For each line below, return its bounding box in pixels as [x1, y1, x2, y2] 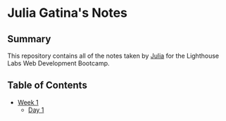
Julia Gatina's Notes [7, 5, 128, 21]
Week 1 [17, 98, 39, 106]
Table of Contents [7, 79, 88, 91]
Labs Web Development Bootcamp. [7, 59, 111, 68]
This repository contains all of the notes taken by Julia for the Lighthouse [7, 51, 220, 60]
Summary [7, 33, 51, 45]
